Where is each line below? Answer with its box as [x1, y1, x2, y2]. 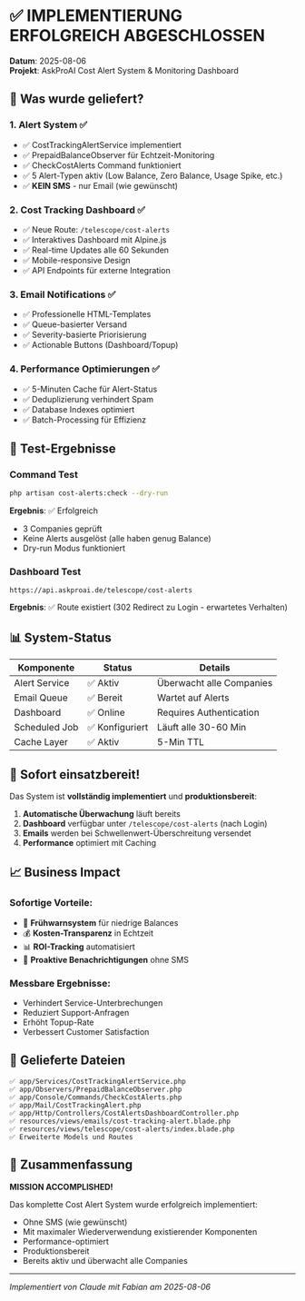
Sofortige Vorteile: [9, 897, 93, 909]
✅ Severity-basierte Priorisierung [22, 329, 147, 341]
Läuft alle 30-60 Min [157, 721, 247, 734]
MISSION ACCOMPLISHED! [9, 1181, 113, 1192]
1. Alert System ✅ [9, 119, 88, 132]
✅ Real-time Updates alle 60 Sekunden [22, 244, 170, 255]
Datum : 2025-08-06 [9, 55, 86, 66]
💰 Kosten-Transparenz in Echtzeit [22, 928, 154, 939]
